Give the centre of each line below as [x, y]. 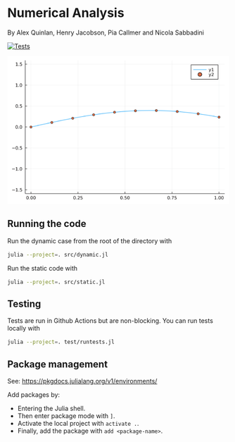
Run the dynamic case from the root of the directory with [90, 240]
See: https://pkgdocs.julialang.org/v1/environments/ [82, 381]
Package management [57, 364]
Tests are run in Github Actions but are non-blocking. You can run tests [110, 321]
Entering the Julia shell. [51, 408]
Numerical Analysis [66, 13]
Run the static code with [43, 268]
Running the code [47, 224]
